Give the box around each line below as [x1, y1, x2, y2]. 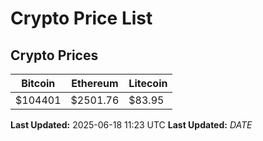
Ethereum [71, 77, 119, 90]
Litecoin [128, 77, 168, 90]
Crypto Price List [10, 7, 153, 30]
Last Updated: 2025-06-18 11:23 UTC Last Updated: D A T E [10, 119, 253, 131]
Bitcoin [21, 77, 56, 90]
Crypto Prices [10, 47, 99, 64]
